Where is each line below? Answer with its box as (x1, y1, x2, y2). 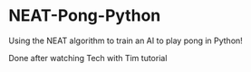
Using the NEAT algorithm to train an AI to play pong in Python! (8, 35, 244, 46)
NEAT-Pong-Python (8, 5, 161, 26)
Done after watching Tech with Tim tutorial (8, 52, 168, 63)
